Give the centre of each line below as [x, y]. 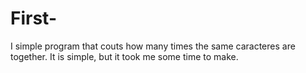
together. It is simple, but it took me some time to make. [124, 56]
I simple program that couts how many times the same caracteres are [153, 46]
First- [33, 18]
